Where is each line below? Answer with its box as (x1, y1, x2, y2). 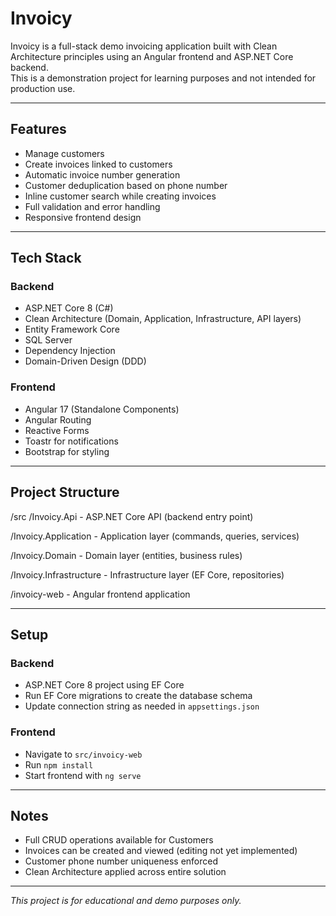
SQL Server (24, 334, 73, 346)
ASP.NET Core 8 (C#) (24, 302, 114, 314)
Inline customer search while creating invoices (24, 190, 217, 202)
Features (10, 121, 67, 138)
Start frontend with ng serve (24, 769, 142, 781)
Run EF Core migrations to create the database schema (24, 690, 253, 702)
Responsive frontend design (24, 211, 142, 223)
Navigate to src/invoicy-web (24, 748, 143, 760)
